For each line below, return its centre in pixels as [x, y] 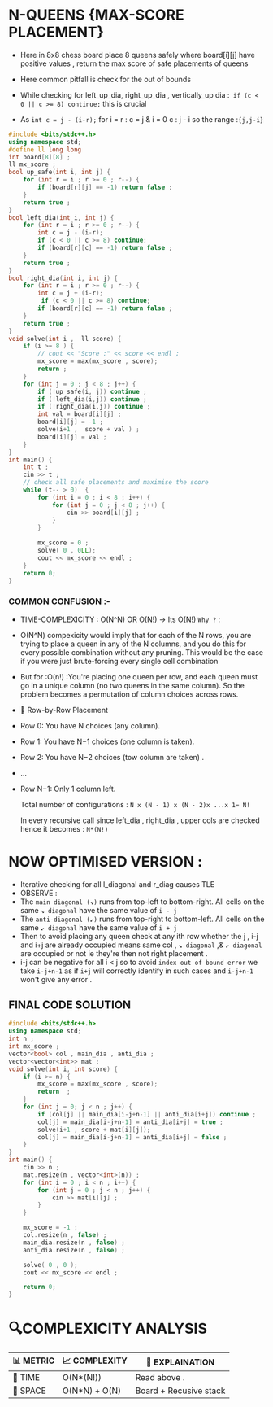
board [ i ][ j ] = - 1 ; [71, 422]
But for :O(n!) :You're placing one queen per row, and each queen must [139, 676]
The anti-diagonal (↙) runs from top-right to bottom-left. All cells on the [142, 919]
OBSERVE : [39, 893]
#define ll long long [45, 149]
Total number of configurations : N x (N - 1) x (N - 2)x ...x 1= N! [135, 804]
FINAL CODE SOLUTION [70, 1005]
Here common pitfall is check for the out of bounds [106, 79]
